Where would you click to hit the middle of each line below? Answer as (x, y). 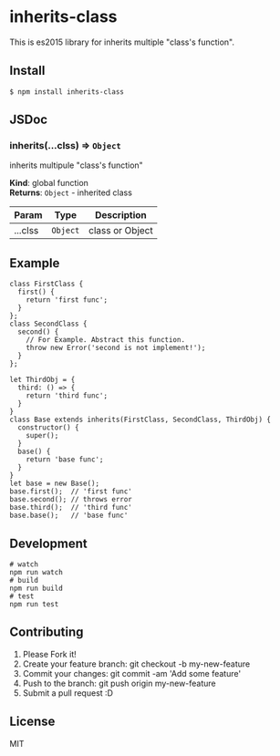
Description (121, 215)
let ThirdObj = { (42, 380)
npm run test (34, 605)
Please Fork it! (49, 654)
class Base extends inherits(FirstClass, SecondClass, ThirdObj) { (140, 420)
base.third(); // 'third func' (71, 508)
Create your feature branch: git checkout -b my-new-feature (136, 664)
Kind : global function (49, 183)
